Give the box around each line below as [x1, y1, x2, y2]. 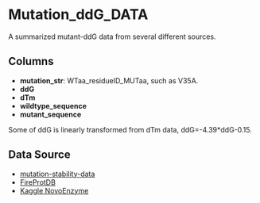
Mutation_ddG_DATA [8, 6, 149, 24]
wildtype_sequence [19, 101, 87, 110]
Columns [8, 55, 54, 68]
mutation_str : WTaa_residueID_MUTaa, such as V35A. [19, 75, 199, 85]
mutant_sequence [19, 109, 82, 119]
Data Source [8, 148, 71, 162]
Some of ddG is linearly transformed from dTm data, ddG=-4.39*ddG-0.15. [8, 124, 253, 134]
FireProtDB [19, 177, 56, 187]
